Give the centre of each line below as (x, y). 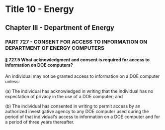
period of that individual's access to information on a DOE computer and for (83, 117)
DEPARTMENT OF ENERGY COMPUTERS (55, 48)
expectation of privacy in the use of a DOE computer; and (64, 96)
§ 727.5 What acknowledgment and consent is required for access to (78, 60)
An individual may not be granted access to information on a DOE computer (82, 76)
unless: (12, 81)
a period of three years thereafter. (40, 122)
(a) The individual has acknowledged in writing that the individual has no (79, 91)
